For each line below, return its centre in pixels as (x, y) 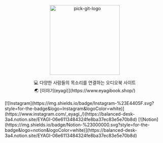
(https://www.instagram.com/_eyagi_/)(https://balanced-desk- (70, 114)
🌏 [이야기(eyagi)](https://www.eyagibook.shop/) (85, 91)
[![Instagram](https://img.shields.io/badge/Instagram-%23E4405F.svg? (79, 103)
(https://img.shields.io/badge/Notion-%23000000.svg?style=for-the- (77, 125)
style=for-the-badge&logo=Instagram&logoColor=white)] (65, 109)
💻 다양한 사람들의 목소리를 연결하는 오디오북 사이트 (85, 83)
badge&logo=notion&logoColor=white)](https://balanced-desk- (71, 130)
